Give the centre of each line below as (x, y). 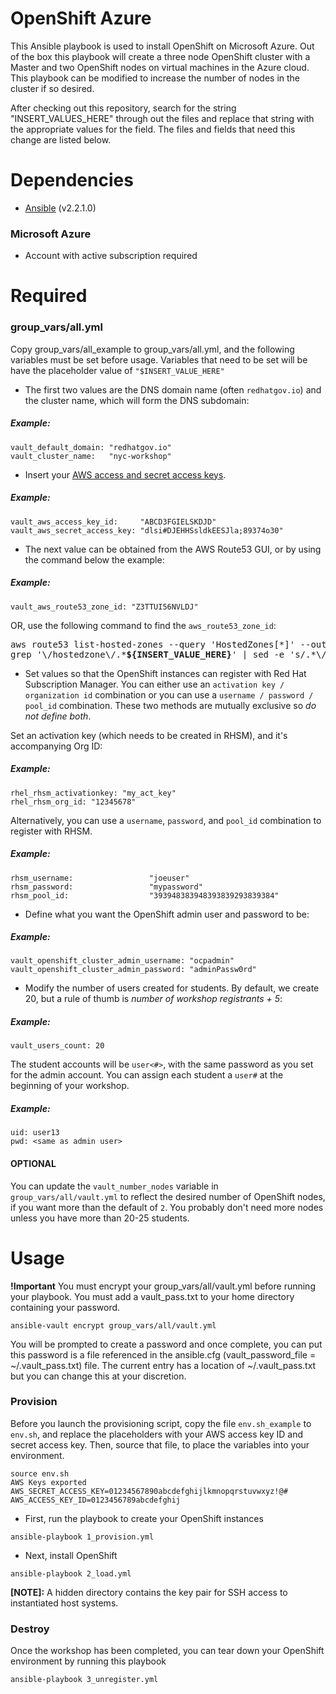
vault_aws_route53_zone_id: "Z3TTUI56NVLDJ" (104, 607)
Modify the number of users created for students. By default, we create (172, 988)
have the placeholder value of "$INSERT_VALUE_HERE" (117, 370)
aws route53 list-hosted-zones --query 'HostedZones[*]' (153, 644)
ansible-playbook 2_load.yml (71, 1573)
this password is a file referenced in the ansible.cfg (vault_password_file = (163, 1354)
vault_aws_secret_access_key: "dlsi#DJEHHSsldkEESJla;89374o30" (147, 530)
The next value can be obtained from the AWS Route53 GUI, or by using (173, 549)
